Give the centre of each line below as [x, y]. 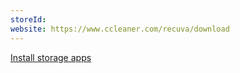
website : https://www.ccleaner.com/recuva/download [120, 29]
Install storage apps [51, 57]
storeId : [28, 19]
